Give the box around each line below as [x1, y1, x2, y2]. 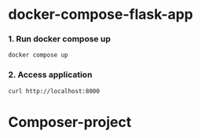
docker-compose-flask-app [8, 5, 194, 24]
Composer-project [8, 113, 132, 131]
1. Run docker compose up [8, 34, 111, 45]
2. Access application [8, 69, 93, 80]
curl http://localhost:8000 [8, 87, 100, 95]
